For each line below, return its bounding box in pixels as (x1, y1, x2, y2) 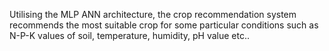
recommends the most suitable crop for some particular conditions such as (9, 19, 319, 31)
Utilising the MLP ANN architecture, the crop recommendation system (9, 9, 297, 20)
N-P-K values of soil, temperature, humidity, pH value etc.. (9, 30, 250, 41)
